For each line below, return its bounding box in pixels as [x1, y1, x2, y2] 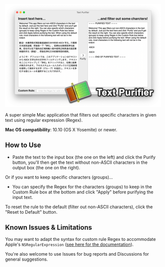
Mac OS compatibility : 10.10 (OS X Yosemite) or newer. [5, 126, 118, 132]
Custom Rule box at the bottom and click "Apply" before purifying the [12, 189, 154, 195]
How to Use [5, 141, 41, 150]
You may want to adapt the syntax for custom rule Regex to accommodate [5, 236, 156, 242]
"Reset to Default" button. [5, 209, 58, 215]
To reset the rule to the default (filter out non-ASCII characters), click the [5, 204, 153, 210]
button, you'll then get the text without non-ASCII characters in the [12, 159, 148, 165]
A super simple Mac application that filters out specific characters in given [5, 112, 157, 117]
